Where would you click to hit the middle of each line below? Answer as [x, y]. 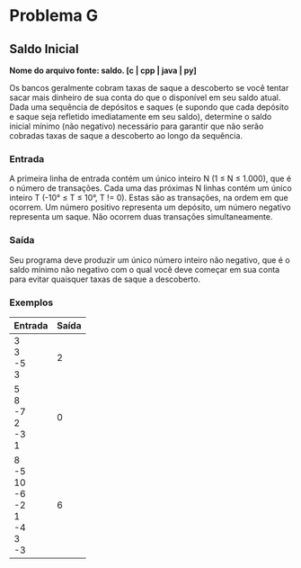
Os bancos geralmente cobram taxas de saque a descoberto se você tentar [149, 88]
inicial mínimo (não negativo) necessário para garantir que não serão [137, 126]
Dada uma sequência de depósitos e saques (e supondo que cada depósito [149, 107]
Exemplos [31, 302]
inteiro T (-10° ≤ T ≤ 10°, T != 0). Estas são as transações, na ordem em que [149, 198]
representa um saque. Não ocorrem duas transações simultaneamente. [141, 217]
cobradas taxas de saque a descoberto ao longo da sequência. [126, 135]
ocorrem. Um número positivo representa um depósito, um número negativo [150, 207]
